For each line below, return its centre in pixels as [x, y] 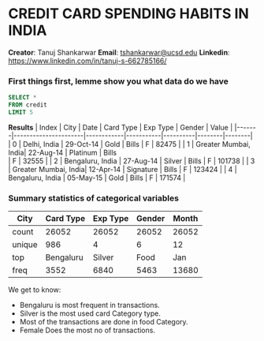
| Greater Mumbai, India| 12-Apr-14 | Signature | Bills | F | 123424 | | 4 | [123, 169]
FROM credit [28, 105]
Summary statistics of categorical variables [94, 198]
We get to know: [35, 290]
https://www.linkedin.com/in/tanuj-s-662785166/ [87, 61]
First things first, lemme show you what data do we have [118, 81]
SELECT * [22, 98]
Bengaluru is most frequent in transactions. [89, 305]
